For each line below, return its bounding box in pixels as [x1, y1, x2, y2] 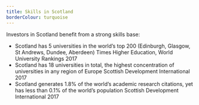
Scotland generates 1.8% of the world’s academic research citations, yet [14, 80, 193, 87]
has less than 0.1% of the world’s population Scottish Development [14, 87, 179, 94]
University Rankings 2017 [14, 55, 78, 62]
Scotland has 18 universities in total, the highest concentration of [14, 61, 174, 69]
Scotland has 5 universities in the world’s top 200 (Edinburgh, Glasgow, [14, 42, 191, 50]
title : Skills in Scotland [6, 8, 74, 15]
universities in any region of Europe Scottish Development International [14, 67, 190, 75]
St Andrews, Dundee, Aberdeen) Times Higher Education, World [14, 48, 173, 55]
